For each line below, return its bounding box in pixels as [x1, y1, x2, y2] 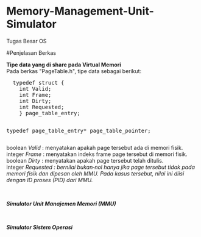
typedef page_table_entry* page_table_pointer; [6, 127, 151, 134]
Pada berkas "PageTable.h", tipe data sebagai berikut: [6, 67, 142, 74]
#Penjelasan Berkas [6, 49, 57, 56]
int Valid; [19, 85, 52, 92]
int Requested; [19, 104, 65, 110]
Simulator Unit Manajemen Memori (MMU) [6, 200, 116, 207]
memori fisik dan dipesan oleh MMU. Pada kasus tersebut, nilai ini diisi [6, 169, 185, 177]
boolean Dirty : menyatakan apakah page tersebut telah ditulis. [6, 157, 164, 164]
